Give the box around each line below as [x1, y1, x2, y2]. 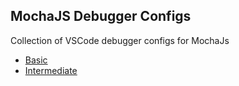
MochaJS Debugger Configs [10, 8, 192, 25]
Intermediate [24, 64, 78, 76]
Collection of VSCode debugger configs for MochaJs [10, 34, 230, 46]
